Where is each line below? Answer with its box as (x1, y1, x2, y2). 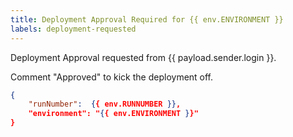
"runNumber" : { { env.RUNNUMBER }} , (28, 99, 182, 110)
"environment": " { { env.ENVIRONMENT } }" (28, 109, 199, 119)
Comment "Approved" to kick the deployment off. (10, 71, 214, 83)
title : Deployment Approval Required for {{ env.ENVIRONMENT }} (10, 14, 284, 25)
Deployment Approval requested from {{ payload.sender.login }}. (10, 51, 277, 63)
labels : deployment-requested (10, 24, 137, 34)
